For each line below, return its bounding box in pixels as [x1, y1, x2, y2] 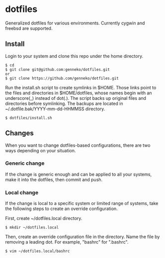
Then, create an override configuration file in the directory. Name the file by [5, 234, 160, 240]
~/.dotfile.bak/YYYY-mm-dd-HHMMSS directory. [5, 106, 105, 112]
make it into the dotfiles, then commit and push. [5, 176, 103, 183]
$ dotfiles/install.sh [5, 115, 52, 120]
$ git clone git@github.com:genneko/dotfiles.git [5, 67, 110, 72]
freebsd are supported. [5, 25, 53, 31]
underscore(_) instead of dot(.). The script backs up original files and [5, 95, 147, 101]
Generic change [5, 160, 45, 167]
